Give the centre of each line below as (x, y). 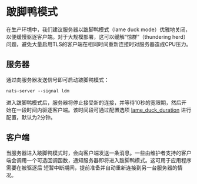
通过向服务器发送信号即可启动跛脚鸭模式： (58, 79)
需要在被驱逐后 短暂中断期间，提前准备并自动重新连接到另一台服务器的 (92, 168)
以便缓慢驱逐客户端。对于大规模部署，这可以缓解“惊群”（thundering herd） (98, 36)
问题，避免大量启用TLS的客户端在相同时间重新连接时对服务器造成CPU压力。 (99, 44)
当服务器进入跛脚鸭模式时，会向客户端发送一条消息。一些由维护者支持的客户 (99, 153)
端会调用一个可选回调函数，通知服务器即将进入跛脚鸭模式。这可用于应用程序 (99, 160)
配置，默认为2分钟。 (31, 117)
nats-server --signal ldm (38, 91)
